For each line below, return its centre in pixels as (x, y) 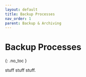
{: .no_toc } (16, 61)
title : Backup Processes (30, 14)
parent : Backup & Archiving (33, 23)
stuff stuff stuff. (21, 70)
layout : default (21, 10)
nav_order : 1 (18, 19)
